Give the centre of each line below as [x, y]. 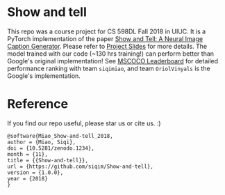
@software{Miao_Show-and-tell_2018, [60, 136]
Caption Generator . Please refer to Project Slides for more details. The [107, 46]
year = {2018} [28, 178]
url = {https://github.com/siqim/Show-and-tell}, [81, 166]
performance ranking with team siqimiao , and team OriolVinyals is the [109, 68]
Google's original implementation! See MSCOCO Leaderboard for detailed [113, 61]
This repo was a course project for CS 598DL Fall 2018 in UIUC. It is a [107, 31]
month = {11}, [28, 154]
